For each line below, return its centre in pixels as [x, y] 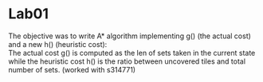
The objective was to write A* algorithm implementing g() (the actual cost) [130, 36]
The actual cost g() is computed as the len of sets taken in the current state [132, 53]
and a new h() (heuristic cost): [58, 44]
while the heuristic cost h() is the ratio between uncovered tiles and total [127, 61]
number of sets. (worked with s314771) [72, 69]
